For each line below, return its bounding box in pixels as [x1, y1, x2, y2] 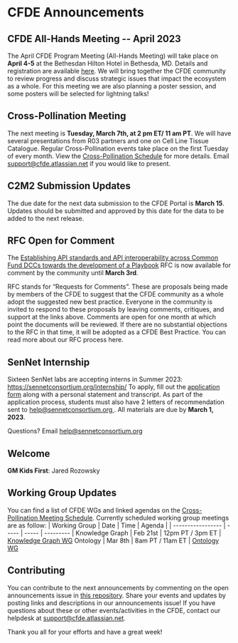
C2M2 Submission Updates [7, 180, 131, 192]
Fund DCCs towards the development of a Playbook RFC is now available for [7, 261, 231, 269]
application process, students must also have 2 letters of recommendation [7, 398, 225, 406]
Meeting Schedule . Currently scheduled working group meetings [39, 513, 229, 522]
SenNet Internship [7, 356, 90, 368]
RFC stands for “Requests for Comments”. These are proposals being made [7, 282, 229, 291]
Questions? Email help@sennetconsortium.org [7, 427, 144, 436]
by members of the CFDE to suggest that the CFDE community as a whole [7, 290, 224, 299]
